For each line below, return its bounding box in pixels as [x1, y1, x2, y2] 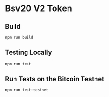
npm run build [5, 35, 34, 40]
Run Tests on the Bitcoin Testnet [5, 75, 105, 83]
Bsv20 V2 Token [5, 3, 72, 14]
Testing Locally [5, 48, 52, 57]
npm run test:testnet [5, 88, 49, 93]
